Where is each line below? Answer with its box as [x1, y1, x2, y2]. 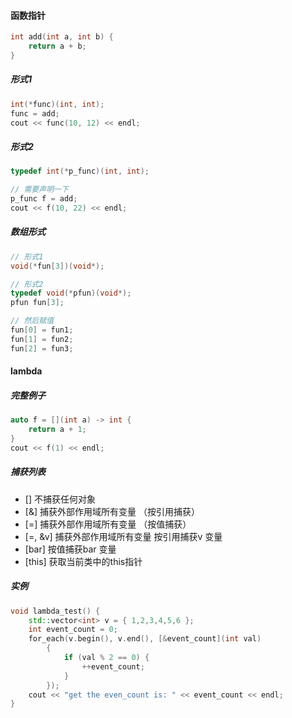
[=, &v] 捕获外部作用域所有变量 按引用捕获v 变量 [24, 530, 223, 542]
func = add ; [10, 108, 60, 119]
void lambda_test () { [10, 606, 101, 616]
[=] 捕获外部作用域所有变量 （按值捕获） [24, 518, 192, 530]
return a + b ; [28, 41, 87, 52]
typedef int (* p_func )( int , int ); [10, 166, 150, 177]
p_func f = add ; [10, 194, 78, 204]
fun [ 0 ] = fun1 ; [10, 325, 74, 335]
